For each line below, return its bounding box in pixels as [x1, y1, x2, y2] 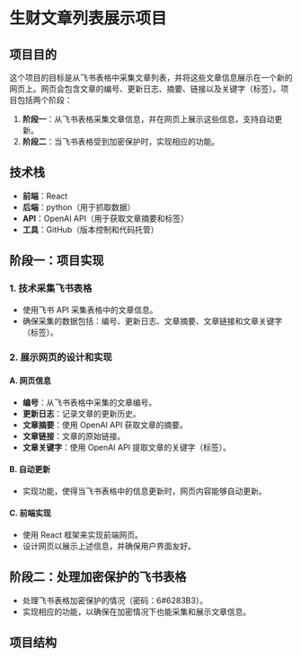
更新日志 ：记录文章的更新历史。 [22, 408, 141, 418]
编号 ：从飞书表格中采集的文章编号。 [22, 397, 157, 408]
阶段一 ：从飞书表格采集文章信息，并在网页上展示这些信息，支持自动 [22, 114, 275, 124]
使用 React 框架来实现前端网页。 [22, 530, 144, 540]
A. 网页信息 [9, 375, 52, 386]
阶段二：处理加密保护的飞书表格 [9, 569, 187, 584]
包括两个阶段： [16, 95, 73, 105]
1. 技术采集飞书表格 [9, 282, 93, 294]
